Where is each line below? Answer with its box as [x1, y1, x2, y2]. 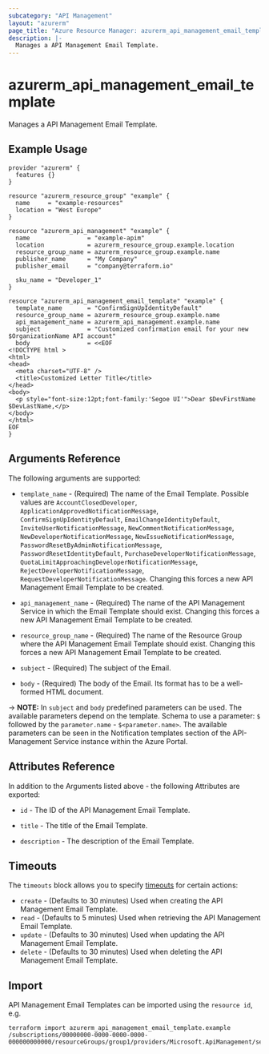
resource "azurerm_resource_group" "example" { [8, 191, 171, 200]
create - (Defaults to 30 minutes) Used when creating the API [19, 896, 223, 906]
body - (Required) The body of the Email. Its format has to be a [19, 678, 226, 688]
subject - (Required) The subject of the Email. [19, 662, 171, 673]
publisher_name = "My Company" [15, 255, 138, 263]
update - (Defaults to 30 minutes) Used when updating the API [19, 930, 226, 939]
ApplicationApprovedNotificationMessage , [19, 505, 159, 515]
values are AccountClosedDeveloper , [19, 497, 138, 507]
